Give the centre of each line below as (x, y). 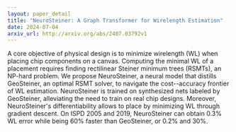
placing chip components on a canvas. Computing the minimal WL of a (111, 61)
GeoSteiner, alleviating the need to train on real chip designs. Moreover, (112, 99)
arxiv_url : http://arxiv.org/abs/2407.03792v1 (77, 34)
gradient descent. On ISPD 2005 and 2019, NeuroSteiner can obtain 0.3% (114, 114)
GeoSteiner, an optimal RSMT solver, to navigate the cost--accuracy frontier (118, 84)
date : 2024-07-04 (33, 27)
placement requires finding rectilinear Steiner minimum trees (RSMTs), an (114, 68)
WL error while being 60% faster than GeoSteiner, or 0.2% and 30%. (108, 121)
